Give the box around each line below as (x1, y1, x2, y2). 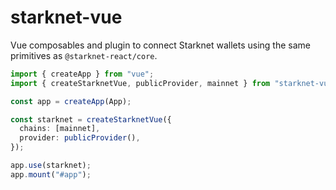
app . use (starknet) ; (10, 161, 92, 171)
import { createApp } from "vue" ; (10, 69, 155, 79)
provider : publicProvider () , (19, 133, 141, 143)
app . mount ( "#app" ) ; (10, 169, 92, 180)
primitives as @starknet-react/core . (10, 49, 158, 61)
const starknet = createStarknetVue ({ (10, 114, 172, 125)
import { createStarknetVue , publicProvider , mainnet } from (10, 78, 271, 88)
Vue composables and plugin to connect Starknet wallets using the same (10, 39, 311, 51)
